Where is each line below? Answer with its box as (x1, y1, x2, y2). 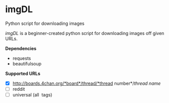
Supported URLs (5, 70, 40, 77)
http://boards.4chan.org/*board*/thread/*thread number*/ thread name (12, 80, 161, 86)
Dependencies (5, 45, 37, 51)
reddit (12, 86, 25, 92)
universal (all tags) (12, 92, 52, 98)
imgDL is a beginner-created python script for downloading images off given (5, 30, 164, 36)
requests (12, 55, 31, 61)
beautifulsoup (12, 60, 42, 66)
